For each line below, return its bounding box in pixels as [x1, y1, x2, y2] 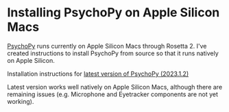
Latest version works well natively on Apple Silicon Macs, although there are [7, 83, 223, 91]
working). [7, 97, 34, 105]
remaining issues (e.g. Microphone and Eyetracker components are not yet [7, 90, 218, 98]
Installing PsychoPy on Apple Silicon [7, 5, 220, 20]
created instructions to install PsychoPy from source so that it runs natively [7, 49, 219, 57]
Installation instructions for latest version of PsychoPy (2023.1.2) [7, 70, 189, 78]
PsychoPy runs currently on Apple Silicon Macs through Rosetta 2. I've [7, 42, 207, 50]
